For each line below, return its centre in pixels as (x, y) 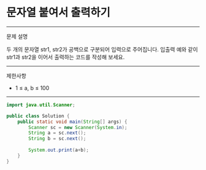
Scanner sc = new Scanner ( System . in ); (78, 127)
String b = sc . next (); (57, 139)
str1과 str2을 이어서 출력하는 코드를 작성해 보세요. (66, 57)
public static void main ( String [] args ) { (72, 122)
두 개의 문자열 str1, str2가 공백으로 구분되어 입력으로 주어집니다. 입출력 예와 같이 (102, 49)
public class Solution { (38, 116)
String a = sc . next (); (57, 133)
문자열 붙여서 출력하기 (58, 13)
